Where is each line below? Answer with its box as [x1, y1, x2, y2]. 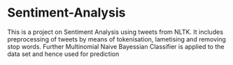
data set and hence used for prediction [7, 50, 120, 58]
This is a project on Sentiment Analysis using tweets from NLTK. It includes [7, 28, 224, 36]
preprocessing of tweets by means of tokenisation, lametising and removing [7, 35, 226, 43]
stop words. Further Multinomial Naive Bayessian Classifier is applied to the [7, 42, 225, 50]
